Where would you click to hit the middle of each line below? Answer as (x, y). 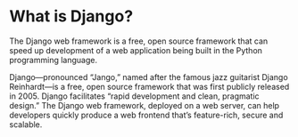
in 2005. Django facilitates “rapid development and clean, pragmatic (135, 96)
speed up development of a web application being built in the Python (136, 50)
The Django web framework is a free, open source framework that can (139, 41)
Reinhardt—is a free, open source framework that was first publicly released (149, 86)
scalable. (26, 124)
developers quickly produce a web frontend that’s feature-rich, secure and (146, 115)
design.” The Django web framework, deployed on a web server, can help (144, 105)
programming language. (54, 60)
